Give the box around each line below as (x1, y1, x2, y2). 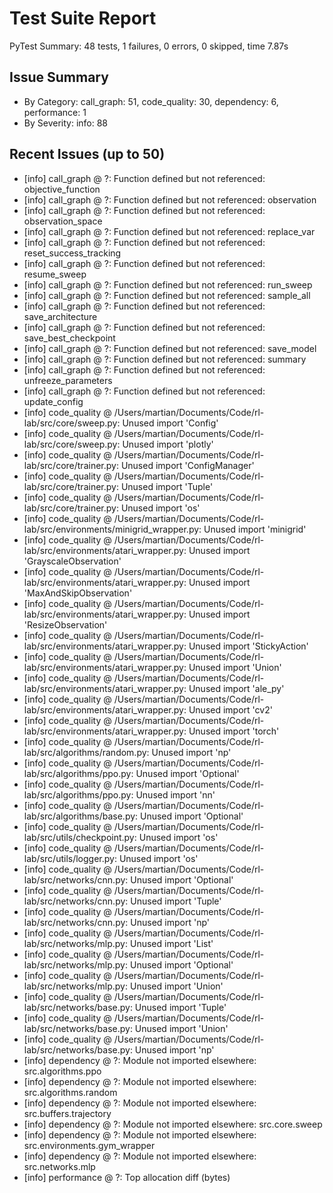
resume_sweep (23, 268, 87, 280)
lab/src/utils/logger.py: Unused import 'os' (23, 852, 199, 864)
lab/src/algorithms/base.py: (23, 810, 139, 822)
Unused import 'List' (129, 937, 214, 949)
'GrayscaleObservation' (23, 555, 122, 567)
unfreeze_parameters (23, 374, 113, 386)
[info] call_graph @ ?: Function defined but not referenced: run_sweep (23, 278, 313, 291)
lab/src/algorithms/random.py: (23, 746, 150, 758)
